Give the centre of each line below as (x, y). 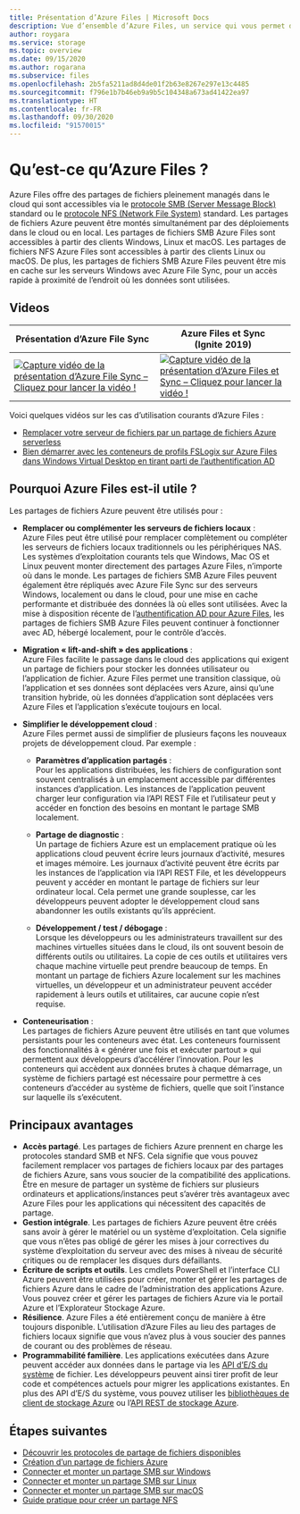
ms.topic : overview (46, 51)
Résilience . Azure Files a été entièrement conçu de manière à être (144, 1317)
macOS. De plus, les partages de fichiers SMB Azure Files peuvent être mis (148, 261)
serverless (42, 442)
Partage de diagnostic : (79, 834)
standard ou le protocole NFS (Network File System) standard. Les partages (149, 213)
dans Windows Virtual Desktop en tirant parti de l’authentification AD (148, 460)
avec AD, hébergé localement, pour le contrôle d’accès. (124, 632)
